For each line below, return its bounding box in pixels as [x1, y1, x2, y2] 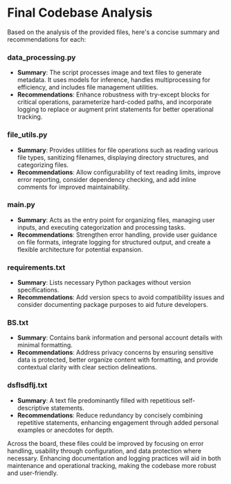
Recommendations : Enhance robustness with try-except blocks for [17, 90, 210, 99]
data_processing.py [7, 52, 76, 62]
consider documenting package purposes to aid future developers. [17, 301, 209, 309]
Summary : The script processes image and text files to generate [17, 68, 202, 77]
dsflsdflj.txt [7, 381, 48, 390]
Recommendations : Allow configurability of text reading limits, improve [17, 168, 221, 176]
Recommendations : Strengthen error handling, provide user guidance [17, 231, 218, 239]
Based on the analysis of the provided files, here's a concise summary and [7, 28, 220, 36]
